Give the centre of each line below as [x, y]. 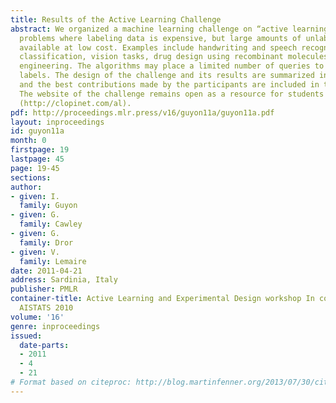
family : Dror [46, 242]
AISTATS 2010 [46, 308]
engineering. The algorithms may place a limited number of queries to [172, 66]
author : [26, 187]
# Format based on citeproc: [71, 382]
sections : [31, 177]
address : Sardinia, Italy [64, 280]
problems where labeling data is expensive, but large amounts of [160, 38]
